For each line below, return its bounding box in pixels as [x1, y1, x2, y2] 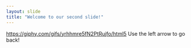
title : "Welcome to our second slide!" [6, 14, 104, 20]
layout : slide [6, 8, 41, 15]
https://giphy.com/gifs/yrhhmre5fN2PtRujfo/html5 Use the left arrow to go [6, 30, 185, 37]
